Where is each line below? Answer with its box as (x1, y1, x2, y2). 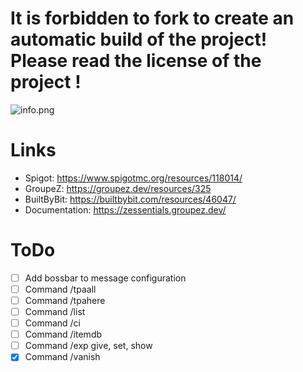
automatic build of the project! (10, 28, 268, 51)
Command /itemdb (24, 328, 103, 341)
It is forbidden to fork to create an (10, 7, 295, 30)
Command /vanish (24, 351, 101, 363)
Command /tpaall (24, 283, 97, 295)
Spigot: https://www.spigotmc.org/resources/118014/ (24, 172, 243, 184)
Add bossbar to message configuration (24, 272, 187, 284)
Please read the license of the (10, 50, 262, 72)
